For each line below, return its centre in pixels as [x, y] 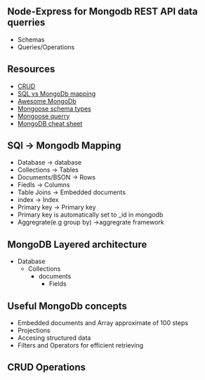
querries [26, 23]
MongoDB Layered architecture [77, 245]
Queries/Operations [46, 47]
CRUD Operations [47, 368]
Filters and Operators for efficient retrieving [80, 346]
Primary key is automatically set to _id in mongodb [90, 215]
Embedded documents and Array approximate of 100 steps [102, 323]
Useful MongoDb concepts [67, 306]
